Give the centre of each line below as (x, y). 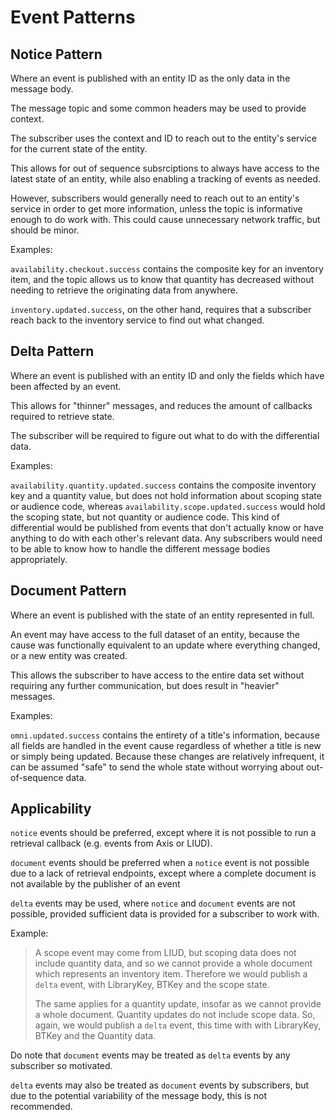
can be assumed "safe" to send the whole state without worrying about (157, 767)
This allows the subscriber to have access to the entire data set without (157, 675)
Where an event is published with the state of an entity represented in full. (162, 615)
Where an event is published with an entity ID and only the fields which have (167, 375)
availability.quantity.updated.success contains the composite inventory (163, 485)
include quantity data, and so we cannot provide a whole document (173, 963)
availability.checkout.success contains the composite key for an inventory (167, 269)
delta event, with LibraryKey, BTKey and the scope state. (152, 985)
